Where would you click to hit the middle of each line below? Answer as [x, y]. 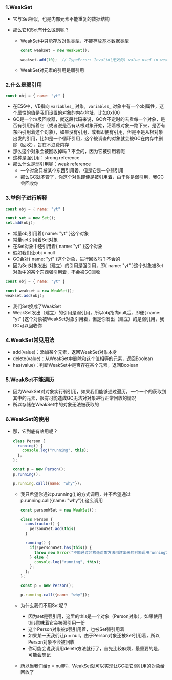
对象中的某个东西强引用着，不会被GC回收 [57, 272]
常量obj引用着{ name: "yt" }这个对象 [51, 233]
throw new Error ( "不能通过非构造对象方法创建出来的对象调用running [100, 552]
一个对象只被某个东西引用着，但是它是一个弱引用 [72, 171]
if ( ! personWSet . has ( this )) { [61, 547]
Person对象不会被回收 [51, 642]
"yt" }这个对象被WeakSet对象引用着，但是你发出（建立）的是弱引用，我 [89, 319]
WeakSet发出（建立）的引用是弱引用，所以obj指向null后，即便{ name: [87, 312]
